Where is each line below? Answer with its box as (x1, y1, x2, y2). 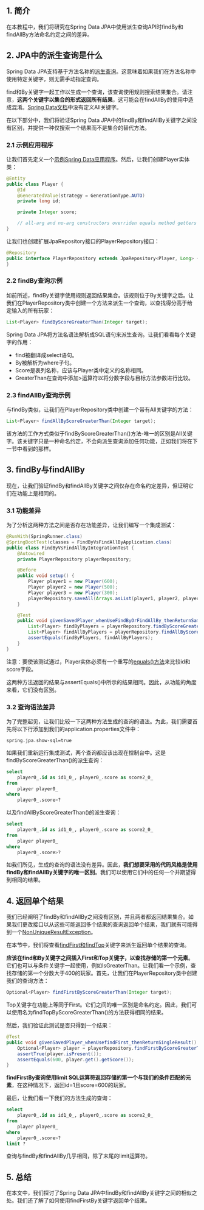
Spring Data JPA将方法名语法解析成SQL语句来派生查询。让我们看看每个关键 (6, 331, 196, 338)
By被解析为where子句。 (15, 359, 75, 366)
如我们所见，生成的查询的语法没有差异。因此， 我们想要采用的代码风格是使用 (6, 861, 198, 868)
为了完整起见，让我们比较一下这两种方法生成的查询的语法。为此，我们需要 (6, 718, 192, 725)
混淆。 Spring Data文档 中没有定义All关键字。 (11, 103, 123, 111)
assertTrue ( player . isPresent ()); (17, 1050, 102, 1057)
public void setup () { (17, 573, 75, 579)
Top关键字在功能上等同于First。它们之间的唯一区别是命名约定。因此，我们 (6, 1001, 192, 1008)
